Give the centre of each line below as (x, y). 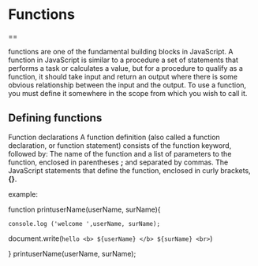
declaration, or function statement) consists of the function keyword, (120, 145)
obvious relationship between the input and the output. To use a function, (127, 85)
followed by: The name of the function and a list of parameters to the (120, 153)
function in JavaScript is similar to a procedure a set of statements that (123, 60)
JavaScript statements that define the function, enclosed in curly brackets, (129, 170)
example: (23, 194)
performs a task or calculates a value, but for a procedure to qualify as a (125, 68)
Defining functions (55, 118)
